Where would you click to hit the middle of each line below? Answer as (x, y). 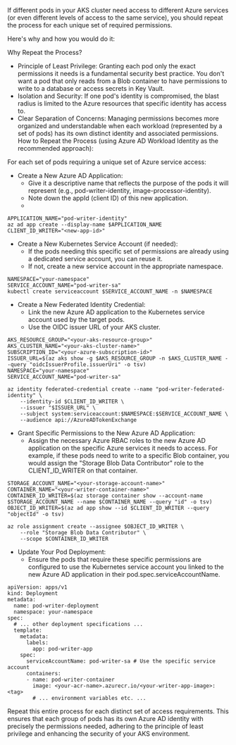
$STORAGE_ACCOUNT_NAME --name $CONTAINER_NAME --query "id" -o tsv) (110, 502)
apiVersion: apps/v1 (38, 587)
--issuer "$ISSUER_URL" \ (58, 408)
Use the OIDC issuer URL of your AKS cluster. (94, 327)
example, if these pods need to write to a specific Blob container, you (129, 456)
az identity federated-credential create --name (80, 389)
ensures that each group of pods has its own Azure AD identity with (106, 719)
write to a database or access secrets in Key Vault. (91, 88)
